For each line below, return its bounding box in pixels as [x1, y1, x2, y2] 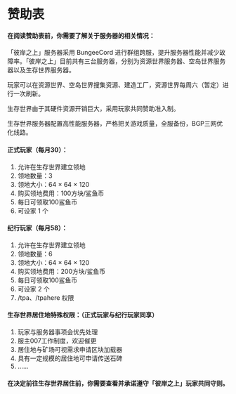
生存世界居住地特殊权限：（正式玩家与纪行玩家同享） [7, 310, 158, 320]
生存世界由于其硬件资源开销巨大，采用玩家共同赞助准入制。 [7, 105, 180, 113]
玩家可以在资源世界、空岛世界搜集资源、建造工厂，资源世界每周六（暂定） [7, 81, 223, 89]
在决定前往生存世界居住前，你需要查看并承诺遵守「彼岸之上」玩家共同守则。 [7, 379, 229, 387]
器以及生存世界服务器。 [7, 66, 75, 74]
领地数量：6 [17, 249, 53, 258]
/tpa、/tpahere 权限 [17, 293, 74, 302]
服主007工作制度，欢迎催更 [17, 336, 97, 345]
